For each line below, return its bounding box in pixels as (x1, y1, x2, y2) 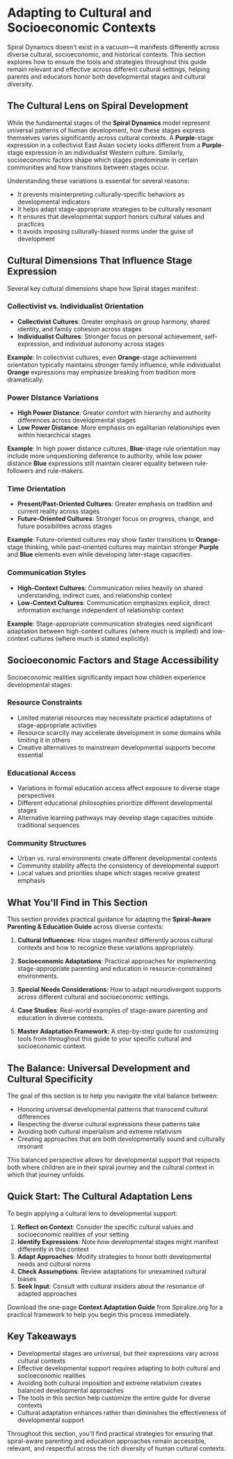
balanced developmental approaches (17, 1386, 124, 1394)
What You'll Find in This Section (7, 896, 148, 908)
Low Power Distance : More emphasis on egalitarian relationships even (17, 423, 220, 432)
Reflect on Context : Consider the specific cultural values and (17, 1223, 193, 1231)
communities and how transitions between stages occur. (7, 162, 169, 172)
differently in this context (17, 1245, 89, 1253)
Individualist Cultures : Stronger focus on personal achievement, (17, 332, 203, 340)
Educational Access (7, 768, 77, 778)
